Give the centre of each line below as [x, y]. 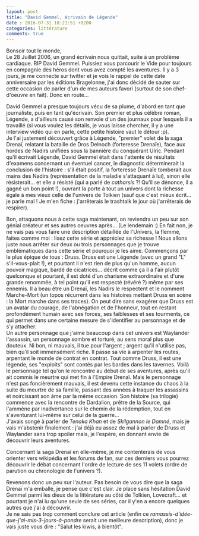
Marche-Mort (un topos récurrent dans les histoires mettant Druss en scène [99, 295]
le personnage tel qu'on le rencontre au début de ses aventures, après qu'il [98, 371]
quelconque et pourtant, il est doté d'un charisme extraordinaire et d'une [95, 276]
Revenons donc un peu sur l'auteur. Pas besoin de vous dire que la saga [94, 482]
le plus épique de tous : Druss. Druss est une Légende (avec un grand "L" [96, 257]
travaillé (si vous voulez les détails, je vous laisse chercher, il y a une [90, 126]
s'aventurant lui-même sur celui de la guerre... [63, 415]
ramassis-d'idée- [171, 514]
